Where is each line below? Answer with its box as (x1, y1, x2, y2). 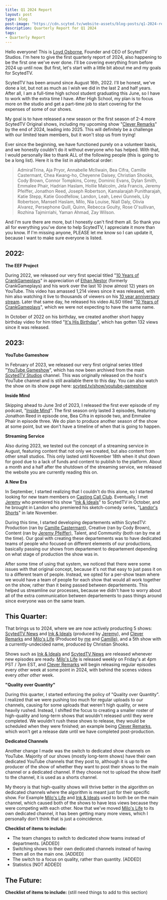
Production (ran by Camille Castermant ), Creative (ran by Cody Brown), (5, 525, 151, 531)
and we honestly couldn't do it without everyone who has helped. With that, (5, 147, 160, 153)
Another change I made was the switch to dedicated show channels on (5, 748, 151, 754)
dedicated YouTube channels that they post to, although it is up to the (5, 758, 148, 764)
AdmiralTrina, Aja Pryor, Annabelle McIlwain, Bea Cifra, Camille (17, 167, 147, 173)
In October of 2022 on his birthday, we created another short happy (5, 314, 144, 320)
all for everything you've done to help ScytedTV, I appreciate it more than (5, 224, 155, 230)
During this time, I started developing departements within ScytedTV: (5, 519, 147, 525)
